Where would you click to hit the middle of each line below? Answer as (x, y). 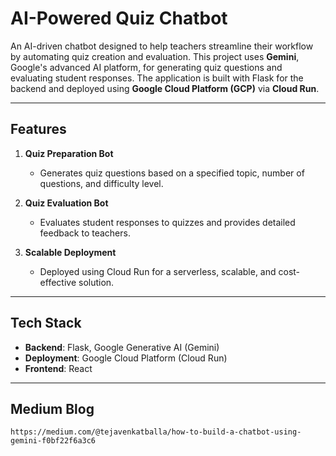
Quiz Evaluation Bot (66, 203)
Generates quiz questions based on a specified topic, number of (172, 173)
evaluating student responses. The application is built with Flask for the (157, 78)
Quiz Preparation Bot (69, 153)
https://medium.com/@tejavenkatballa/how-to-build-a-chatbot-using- (156, 432)
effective (58, 282)
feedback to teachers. (85, 233)
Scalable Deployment (70, 252)
